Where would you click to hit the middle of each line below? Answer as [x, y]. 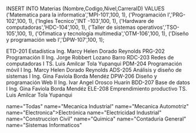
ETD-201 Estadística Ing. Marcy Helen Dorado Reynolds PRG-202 [86, 51]
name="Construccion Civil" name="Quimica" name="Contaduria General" [96, 119]
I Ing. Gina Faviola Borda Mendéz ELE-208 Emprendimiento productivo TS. [97, 89]
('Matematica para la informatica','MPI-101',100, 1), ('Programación [86, 15]
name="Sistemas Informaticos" [44, 125]
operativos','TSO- [158, 27]
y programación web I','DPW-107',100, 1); [55, 40]
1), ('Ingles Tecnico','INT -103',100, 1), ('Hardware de [91, 21]
